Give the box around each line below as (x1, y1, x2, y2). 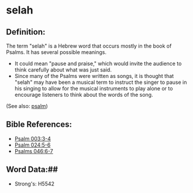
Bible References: (6, 120, 72, 130)
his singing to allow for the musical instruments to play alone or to (14, 85, 173, 92)
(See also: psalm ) (6, 103, 48, 109)
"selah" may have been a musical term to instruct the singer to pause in (14, 79, 187, 86)
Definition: (6, 27, 46, 37)
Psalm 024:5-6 (14, 141, 51, 148)
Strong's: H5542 (14, 180, 54, 187)
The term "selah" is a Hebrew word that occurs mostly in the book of (6, 42, 172, 49)
